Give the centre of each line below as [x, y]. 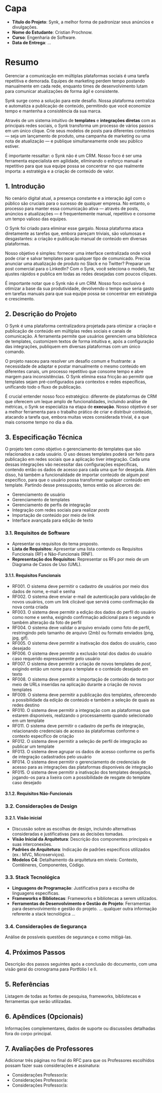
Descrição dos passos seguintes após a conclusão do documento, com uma [81, 964]
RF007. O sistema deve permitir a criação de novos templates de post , [82, 664]
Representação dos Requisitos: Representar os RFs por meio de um [80, 559]
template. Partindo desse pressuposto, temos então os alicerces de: [73, 485]
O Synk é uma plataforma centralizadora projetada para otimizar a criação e [81, 326]
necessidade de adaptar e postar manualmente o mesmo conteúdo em [76, 366]
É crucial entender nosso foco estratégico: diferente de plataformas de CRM [81, 396]
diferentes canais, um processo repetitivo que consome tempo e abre [74, 371]
